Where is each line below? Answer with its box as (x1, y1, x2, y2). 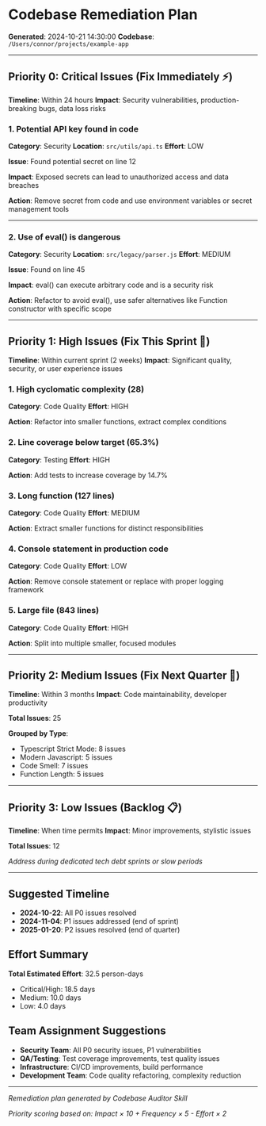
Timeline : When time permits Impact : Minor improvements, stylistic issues (8, 826, 252, 836)
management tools (8, 205, 70, 214)
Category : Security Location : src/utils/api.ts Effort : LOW (8, 141, 204, 151)
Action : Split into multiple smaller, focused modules (8, 638, 177, 648)
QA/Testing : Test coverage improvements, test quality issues (19, 1053, 220, 1063)
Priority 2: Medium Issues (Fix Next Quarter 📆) (8, 668, 241, 683)
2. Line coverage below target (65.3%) (8, 437, 160, 448)
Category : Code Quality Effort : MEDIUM (8, 508, 140, 518)
